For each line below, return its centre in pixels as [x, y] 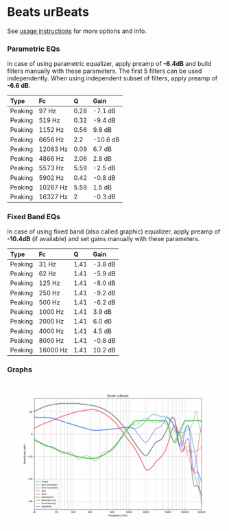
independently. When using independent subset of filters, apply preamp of [112, 78]
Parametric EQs [34, 49]
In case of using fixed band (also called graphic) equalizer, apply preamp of [114, 231]
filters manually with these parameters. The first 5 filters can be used [105, 71]
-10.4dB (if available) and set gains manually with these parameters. [104, 239]
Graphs [20, 370]
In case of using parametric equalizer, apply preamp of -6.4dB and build [109, 64]
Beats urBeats [48, 12]
